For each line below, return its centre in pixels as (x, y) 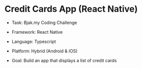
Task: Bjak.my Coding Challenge (44, 23)
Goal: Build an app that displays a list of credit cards (64, 60)
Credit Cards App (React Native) (71, 9)
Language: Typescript (34, 41)
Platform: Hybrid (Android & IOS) (45, 51)
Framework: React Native (37, 32)
